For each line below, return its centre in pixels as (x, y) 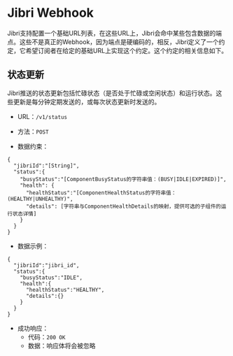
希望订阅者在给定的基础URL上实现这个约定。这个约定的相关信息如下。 (127, 50)
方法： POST (33, 131)
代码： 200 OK (47, 336)
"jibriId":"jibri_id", (47, 265)
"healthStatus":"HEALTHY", (65, 290)
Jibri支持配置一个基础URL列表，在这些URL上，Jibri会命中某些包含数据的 (112, 33)
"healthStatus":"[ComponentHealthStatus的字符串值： (101, 193)
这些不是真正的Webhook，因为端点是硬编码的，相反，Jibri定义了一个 (119, 42)
